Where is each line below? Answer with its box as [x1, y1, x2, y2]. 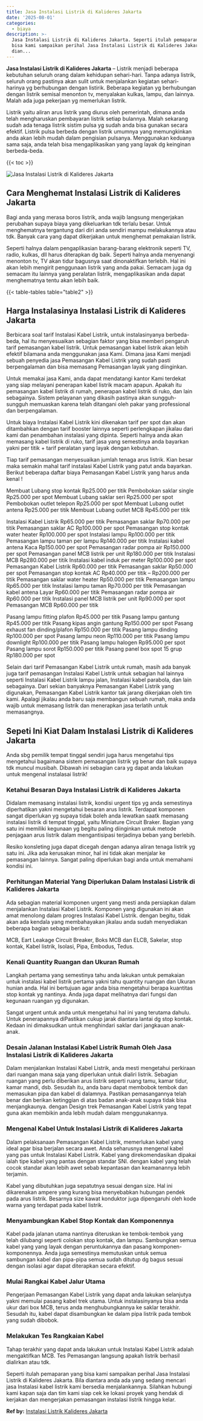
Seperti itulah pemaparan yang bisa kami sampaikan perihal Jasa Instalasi [6, 1370, 190, 1377]
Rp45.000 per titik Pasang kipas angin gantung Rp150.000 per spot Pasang [6, 620, 193, 627]
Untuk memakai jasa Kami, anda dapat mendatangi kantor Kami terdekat [6, 375, 186, 382]
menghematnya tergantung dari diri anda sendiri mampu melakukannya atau [6, 226, 196, 233]
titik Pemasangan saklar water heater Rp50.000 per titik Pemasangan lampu [6, 576, 195, 583]
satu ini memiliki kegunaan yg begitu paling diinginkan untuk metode [6, 825, 176, 833]
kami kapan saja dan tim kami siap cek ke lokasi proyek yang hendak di [6, 1389, 184, 1396]
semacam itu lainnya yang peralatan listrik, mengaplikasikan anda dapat [6, 270, 185, 277]
